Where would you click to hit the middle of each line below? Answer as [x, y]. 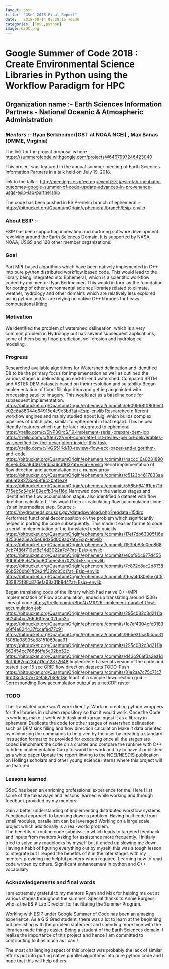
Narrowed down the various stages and [110, 491]
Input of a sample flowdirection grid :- [108, 678]
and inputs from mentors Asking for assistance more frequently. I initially [80, 837]
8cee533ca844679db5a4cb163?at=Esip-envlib [54, 465]
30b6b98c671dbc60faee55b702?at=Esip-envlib [55, 561]
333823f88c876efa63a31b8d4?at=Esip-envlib [53, 582]
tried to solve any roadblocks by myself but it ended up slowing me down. [82, 843]
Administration [29, 120]
